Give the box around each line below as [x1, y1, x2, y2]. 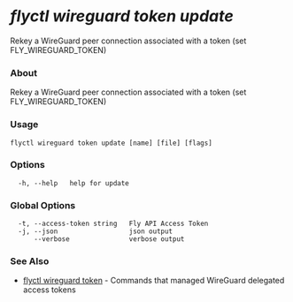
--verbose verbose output [33, 235, 185, 244]
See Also [10, 255, 50, 268]
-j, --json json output [18, 227, 173, 236]
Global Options [10, 199, 76, 211]
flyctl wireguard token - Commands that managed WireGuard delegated [22, 276, 285, 286]
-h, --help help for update [18, 178, 129, 187]
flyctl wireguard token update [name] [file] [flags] [10, 139, 213, 147]
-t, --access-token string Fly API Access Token [18, 219, 209, 229]
